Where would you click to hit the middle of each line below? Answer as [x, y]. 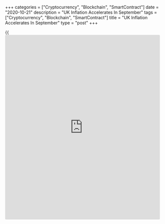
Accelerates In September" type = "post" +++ [52, 23]
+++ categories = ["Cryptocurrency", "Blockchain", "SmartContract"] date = [82, 7]
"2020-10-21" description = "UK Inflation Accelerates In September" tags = [81, 12]
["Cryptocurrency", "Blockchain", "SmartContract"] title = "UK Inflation [76, 17]
